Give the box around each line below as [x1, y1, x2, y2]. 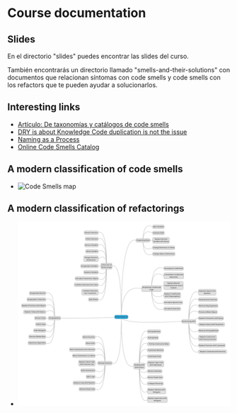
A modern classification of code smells [7, 163, 183, 175]
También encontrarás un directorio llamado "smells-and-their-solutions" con [7, 66, 231, 74]
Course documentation [7, 5, 146, 21]
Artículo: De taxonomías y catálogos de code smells [17, 120, 170, 128]
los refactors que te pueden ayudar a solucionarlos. [7, 81, 158, 89]
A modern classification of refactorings [7, 203, 185, 215]
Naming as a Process [17, 135, 80, 143]
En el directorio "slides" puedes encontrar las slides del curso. [7, 52, 189, 60]
